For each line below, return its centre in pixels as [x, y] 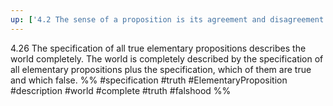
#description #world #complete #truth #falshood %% [121, 90]
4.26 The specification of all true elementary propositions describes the [158, 48]
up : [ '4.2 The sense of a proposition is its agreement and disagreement [167, 19]
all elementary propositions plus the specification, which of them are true [161, 69]
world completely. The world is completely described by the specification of [167, 58]
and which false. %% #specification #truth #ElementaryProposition [149, 80]
